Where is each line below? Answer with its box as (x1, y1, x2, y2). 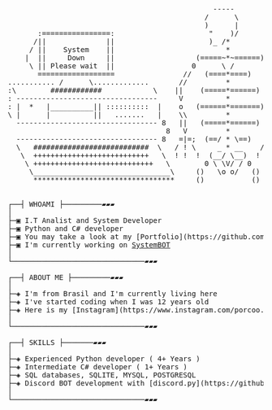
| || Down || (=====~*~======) (24, 54, 265, 62)
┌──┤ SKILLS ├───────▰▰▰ (7, 338, 106, 347)
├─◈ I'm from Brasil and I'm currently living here (7, 290, 218, 298)
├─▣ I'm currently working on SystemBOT (7, 241, 171, 249)
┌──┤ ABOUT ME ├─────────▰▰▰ (7, 273, 123, 281)
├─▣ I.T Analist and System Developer (7, 216, 162, 225)
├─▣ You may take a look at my (7, 233, 132, 241)
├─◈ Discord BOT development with (7, 379, 145, 387)
